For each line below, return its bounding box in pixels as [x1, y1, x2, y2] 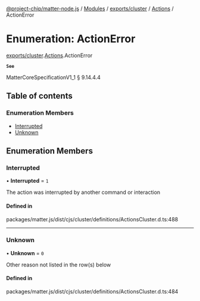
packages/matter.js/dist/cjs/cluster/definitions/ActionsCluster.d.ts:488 [6, 215, 179, 222]
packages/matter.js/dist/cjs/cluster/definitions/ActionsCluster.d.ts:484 [6, 288, 179, 295]
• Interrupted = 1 [6, 177, 49, 184]
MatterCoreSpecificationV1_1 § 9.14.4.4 [6, 74, 101, 81]
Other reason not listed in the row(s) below [6, 261, 111, 268]
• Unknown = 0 [6, 249, 44, 256]
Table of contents [6, 91, 73, 101]
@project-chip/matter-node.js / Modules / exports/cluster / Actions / [6, 5, 174, 12]
